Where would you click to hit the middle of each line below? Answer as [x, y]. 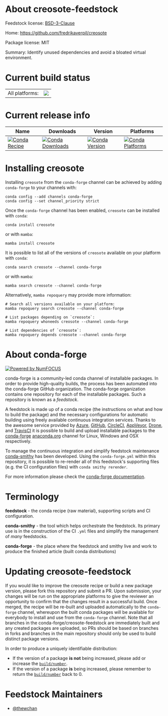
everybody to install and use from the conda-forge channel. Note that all [79, 617]
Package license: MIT [27, 42]
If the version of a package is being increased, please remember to [81, 669]
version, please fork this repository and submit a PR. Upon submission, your [83, 591]
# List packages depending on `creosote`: [50, 317]
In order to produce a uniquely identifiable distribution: [61, 648]
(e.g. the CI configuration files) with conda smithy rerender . [66, 466]
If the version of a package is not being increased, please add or [79, 658]
